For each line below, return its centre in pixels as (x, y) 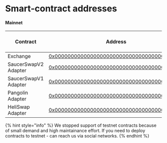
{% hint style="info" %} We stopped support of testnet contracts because (81, 125)
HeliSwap (19, 107)
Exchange (19, 56)
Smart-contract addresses (61, 9)
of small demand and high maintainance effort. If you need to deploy (75, 131)
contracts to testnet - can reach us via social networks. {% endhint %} (77, 136)
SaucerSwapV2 (26, 64)
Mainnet (14, 22)
